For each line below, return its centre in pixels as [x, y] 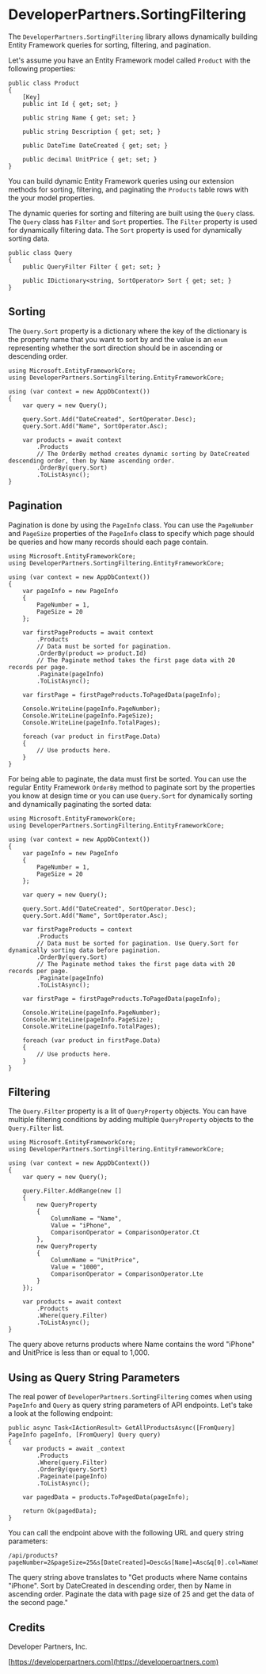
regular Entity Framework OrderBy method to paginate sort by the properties [132, 787]
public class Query [40, 253]
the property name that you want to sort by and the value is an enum [118, 339]
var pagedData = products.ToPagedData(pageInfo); [106, 1497]
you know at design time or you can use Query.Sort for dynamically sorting [131, 795]
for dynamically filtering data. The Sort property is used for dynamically [125, 230]
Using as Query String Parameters [94, 1377]
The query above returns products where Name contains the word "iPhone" [132, 1345]
